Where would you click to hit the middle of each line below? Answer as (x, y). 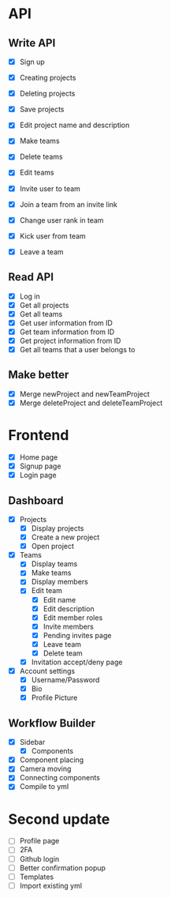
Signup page (40, 466)
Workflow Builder (52, 723)
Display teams (54, 564)
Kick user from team (53, 236)
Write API (32, 43)
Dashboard (36, 500)
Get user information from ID (66, 323)
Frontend (39, 436)
